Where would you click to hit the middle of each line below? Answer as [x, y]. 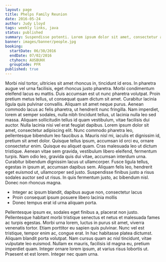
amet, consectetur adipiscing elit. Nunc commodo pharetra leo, [69, 130]
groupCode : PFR [25, 65]
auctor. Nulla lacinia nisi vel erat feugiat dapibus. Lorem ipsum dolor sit [77, 125]
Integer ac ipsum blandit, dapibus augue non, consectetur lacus [77, 192]
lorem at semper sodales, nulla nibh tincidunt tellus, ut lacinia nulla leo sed [81, 115]
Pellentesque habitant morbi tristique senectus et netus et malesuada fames [83, 217]
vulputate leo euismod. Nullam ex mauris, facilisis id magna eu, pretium [77, 244]
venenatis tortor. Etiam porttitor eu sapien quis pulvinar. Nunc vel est [75, 228]
